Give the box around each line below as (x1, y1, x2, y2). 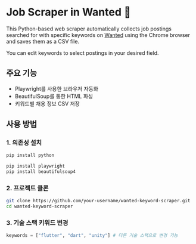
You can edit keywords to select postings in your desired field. (6, 49, 159, 56)
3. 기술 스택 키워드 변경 (6, 219, 69, 227)
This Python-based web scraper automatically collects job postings (6, 25, 172, 32)
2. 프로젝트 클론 (6, 184, 49, 192)
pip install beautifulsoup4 (6, 169, 76, 175)
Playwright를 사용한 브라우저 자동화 (14, 85, 98, 92)
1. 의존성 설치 (6, 138, 42, 147)
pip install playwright (6, 163, 66, 169)
